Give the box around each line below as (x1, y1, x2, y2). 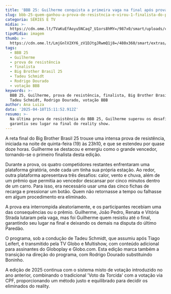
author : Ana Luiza (5, 102, 44, 108)
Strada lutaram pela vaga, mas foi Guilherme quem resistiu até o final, (5, 215, 151, 221)
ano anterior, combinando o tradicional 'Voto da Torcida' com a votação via (5, 272, 163, 278)
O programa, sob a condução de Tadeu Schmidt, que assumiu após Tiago (5, 235, 160, 241)
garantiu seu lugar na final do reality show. (10, 121, 110, 126)
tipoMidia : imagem (5, 31, 44, 36)
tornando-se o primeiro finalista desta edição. (5, 151, 101, 157)
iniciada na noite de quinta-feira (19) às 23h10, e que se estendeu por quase (5, 141, 164, 147)
